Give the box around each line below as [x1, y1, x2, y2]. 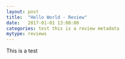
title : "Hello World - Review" [6, 14, 87, 20]
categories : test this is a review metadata [6, 25, 120, 32]
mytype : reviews [6, 31, 47, 37]
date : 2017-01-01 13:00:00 [6, 20, 79, 26]
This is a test [6, 47, 38, 54]
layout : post [6, 8, 39, 15]
